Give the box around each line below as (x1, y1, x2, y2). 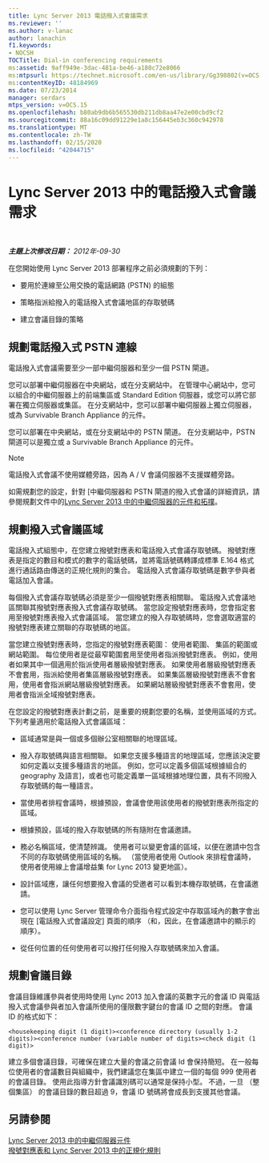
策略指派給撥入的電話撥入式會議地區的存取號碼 (19, 297, 175, 307)
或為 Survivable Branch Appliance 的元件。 (8, 410, 151, 420)
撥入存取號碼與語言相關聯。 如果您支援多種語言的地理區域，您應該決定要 (19, 750, 261, 760)
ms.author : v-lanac (8, 26, 74, 34)
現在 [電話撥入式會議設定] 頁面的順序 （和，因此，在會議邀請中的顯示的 (19, 915, 256, 926)
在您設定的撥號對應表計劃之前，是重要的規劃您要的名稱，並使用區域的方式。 (8, 706, 261, 716)
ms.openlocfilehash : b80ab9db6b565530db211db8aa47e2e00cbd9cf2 (8, 109, 224, 117)
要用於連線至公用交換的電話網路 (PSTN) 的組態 (19, 281, 175, 290)
